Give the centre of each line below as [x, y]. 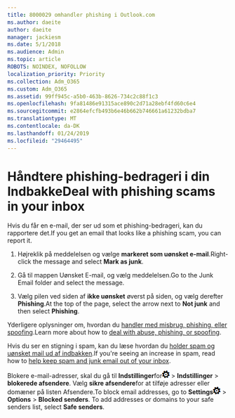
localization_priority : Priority [56, 74]
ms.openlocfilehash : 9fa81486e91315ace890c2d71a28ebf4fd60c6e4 [102, 104]
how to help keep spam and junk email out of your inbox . [89, 361]
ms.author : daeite [34, 22]
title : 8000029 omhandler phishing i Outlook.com [81, 15]
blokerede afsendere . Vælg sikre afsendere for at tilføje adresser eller [109, 384]
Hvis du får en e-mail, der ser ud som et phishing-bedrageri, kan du [105, 226]
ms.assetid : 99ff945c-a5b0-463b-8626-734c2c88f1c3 [83, 96]
